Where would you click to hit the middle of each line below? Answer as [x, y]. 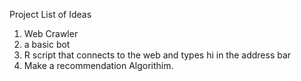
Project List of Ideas [50, 14]
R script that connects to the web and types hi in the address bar [157, 55]
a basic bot [47, 44]
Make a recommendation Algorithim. [98, 65]
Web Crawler [51, 33]
